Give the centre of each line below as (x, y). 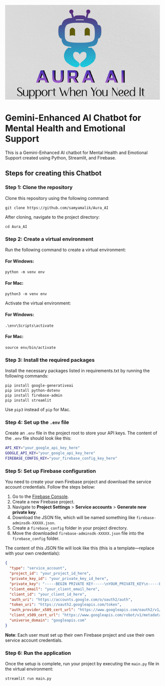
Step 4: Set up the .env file (37, 422)
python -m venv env (25, 272)
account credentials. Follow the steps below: (50, 487)
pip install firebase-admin (34, 396)
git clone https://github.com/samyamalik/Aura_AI (57, 208)
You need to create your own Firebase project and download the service (78, 482)
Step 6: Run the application (38, 653)
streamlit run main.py (28, 679)
